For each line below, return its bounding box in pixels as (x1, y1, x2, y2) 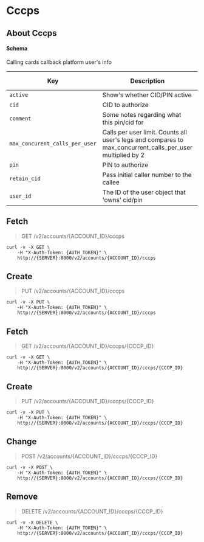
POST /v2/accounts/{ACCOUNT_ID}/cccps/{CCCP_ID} (21, 453, 158, 460)
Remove (6, 492, 38, 502)
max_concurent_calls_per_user (9, 140, 97, 147)
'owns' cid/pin (102, 195, 143, 204)
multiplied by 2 (102, 150, 144, 159)
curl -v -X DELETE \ (6, 519, 59, 526)
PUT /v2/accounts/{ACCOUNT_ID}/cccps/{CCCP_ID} (21, 398, 154, 405)
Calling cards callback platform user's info (6, 58, 112, 66)
